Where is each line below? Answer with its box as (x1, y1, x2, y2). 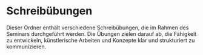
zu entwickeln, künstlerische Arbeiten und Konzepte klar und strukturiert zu (6, 36, 195, 44)
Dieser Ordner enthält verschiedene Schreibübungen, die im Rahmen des (6, 24, 189, 31)
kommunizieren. (6, 43, 47, 50)
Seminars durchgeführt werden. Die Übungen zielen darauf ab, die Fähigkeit (6, 30, 197, 37)
